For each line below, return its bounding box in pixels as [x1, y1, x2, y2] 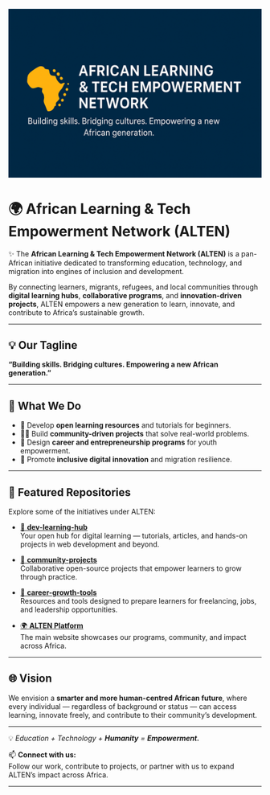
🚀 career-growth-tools [19, 588, 97, 597]
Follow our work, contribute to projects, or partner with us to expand [8, 761, 235, 771]
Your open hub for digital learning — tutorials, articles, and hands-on [19, 531, 247, 541]
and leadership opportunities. [19, 604, 118, 615]
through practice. [19, 572, 78, 582]
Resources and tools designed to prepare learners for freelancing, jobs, [19, 596, 257, 606]
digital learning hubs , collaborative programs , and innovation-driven [8, 290, 243, 300]
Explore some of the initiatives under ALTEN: [8, 507, 156, 517]
